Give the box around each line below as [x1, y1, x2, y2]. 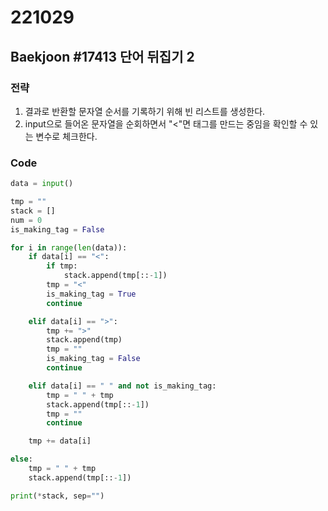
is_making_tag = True [46, 289, 137, 299]
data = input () [10, 179, 74, 189]
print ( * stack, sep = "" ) [10, 491, 105, 501]
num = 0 [10, 215, 43, 225]
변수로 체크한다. [35, 130, 98, 142]
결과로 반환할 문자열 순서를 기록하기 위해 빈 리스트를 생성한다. [24, 105, 266, 117]
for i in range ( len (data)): [10, 242, 128, 253]
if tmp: [46, 261, 78, 271]
